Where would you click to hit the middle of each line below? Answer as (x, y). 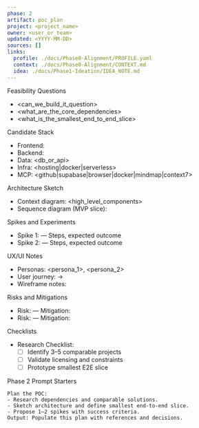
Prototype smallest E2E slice (68, 367)
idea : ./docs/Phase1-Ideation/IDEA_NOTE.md (76, 71)
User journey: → (40, 277)
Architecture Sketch (35, 188)
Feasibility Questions (37, 91)
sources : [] (24, 45)
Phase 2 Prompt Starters (42, 381)
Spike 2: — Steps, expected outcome (70, 242)
